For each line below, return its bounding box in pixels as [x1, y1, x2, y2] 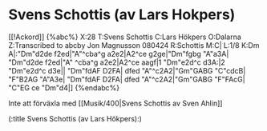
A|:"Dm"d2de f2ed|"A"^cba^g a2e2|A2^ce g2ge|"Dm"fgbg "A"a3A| [8, 49, 229, 58]
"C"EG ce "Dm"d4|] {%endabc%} [8, 82, 120, 93]
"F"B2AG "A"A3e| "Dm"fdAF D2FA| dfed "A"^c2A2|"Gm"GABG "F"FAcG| [8, 74, 246, 84]
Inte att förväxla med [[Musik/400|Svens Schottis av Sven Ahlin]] [8, 98, 223, 108]
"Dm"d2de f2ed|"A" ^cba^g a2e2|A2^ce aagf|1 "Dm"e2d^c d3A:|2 [8, 58, 226, 67]
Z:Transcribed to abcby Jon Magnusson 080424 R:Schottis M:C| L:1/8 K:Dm [8, 40, 260, 50]
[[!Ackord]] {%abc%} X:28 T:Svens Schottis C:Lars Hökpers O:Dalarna [8, 32, 242, 42]
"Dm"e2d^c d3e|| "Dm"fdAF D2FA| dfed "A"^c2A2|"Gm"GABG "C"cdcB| [8, 65, 246, 75]
